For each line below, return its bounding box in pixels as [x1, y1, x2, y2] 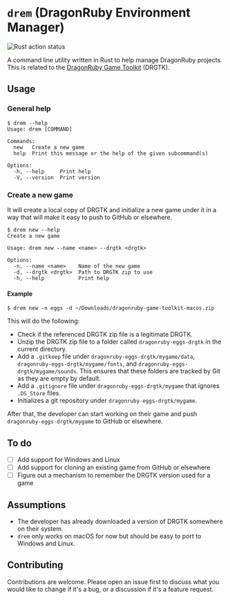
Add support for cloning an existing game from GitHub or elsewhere [17, 463, 211, 471]
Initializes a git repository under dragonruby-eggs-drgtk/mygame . [17, 396, 198, 405]
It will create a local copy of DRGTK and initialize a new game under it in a [7, 205, 217, 214]
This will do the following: [7, 317, 80, 326]
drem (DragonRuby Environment [7, 5, 191, 21]
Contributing [7, 559, 64, 571]
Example [7, 289, 33, 298]
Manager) [7, 19, 65, 35]
